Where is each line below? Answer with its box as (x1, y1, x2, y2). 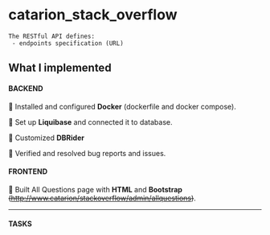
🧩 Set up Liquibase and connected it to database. (8, 117, 173, 126)
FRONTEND (8, 167, 48, 176)
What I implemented (8, 61, 112, 75)
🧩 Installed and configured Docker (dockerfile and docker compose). (8, 101, 237, 111)
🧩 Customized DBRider (8, 133, 84, 142)
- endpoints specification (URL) (11, 39, 125, 47)
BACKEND (8, 83, 43, 93)
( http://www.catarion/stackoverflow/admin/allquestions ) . (8, 193, 197, 203)
